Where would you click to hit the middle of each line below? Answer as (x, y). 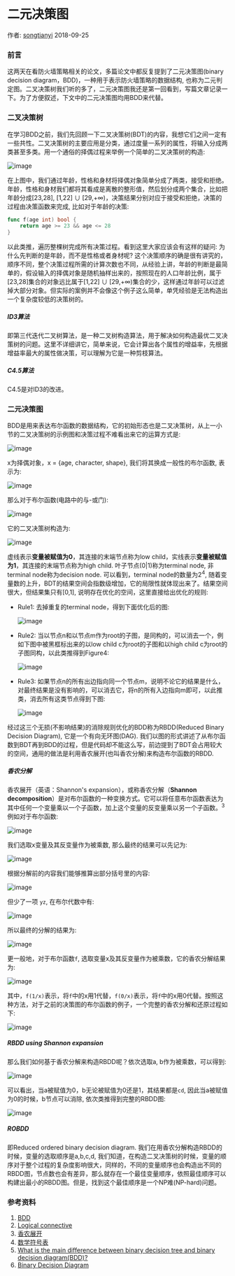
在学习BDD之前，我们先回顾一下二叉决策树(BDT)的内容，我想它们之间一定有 (117, 134)
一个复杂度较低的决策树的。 (47, 299)
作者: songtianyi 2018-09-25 (48, 35)
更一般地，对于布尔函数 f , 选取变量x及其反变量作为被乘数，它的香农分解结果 (116, 958)
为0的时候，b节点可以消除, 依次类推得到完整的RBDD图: (86, 1098)
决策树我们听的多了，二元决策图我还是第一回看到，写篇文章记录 (129, 89)
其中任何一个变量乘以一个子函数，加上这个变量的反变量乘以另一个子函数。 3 (116, 807)
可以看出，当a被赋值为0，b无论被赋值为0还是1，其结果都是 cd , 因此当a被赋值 (117, 1090)
